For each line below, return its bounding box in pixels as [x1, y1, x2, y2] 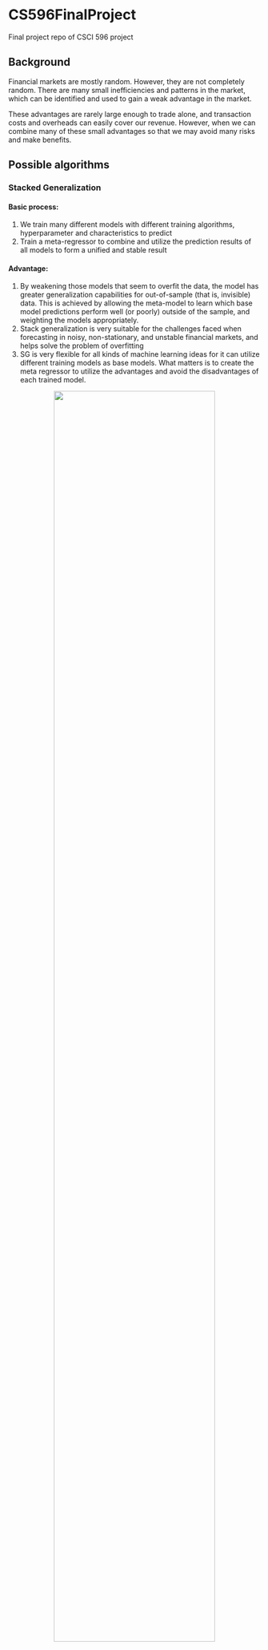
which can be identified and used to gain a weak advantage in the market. [8, 94, 252, 103]
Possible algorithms [8, 158, 110, 172]
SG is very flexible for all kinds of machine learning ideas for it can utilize [19, 350, 260, 359]
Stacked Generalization [8, 182, 102, 193]
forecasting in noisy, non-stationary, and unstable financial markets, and [19, 333, 258, 342]
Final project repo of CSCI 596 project [8, 32, 134, 42]
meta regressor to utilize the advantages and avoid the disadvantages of [19, 366, 259, 376]
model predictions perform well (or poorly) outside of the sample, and [19, 307, 250, 317]
